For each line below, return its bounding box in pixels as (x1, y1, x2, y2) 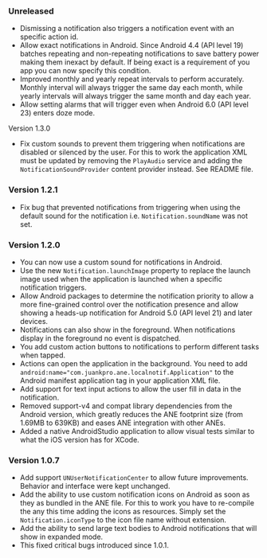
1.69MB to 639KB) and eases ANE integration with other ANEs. (19, 418, 226, 427)
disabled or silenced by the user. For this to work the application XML (19, 147, 248, 157)
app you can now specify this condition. (19, 66, 151, 76)
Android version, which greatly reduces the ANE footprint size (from (19, 409, 243, 419)
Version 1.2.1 (8, 185, 58, 196)
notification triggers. (19, 283, 87, 292)
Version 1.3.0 (8, 123, 50, 133)
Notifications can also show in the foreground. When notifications (19, 325, 236, 334)
